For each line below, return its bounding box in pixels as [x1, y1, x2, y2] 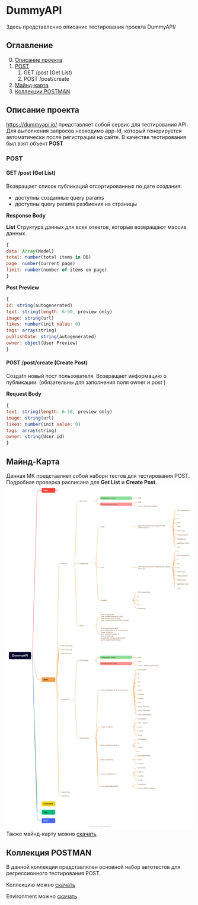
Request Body [6, 390, 41, 398]
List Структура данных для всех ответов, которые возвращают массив [6, 223, 187, 231]
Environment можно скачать [6, 893, 78, 900]
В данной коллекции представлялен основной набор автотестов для [6, 863, 181, 871]
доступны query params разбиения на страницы [14, 200, 138, 207]
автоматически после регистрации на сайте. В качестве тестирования [6, 133, 187, 140]
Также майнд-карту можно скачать [6, 830, 97, 838]
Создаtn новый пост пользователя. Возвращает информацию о [6, 373, 167, 380]
